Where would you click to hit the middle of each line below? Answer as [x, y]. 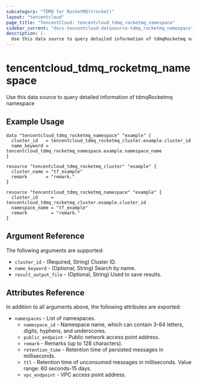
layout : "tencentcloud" [35, 17]
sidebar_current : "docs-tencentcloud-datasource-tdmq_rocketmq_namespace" [100, 28]
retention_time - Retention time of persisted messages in [93, 350]
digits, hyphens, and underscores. [65, 331]
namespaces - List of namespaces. [55, 319]
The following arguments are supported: [55, 250]
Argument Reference [45, 236]
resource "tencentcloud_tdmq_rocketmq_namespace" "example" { [84, 192]
